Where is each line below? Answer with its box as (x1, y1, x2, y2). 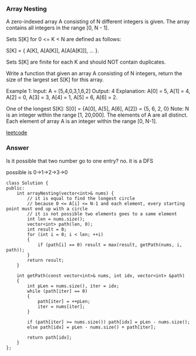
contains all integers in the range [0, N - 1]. (6, 24, 110, 31)
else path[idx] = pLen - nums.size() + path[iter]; (27, 324, 157, 330)
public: (6, 185, 25, 191)
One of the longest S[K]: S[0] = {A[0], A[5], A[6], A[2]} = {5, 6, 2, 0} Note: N (6, 105, 190, 112)
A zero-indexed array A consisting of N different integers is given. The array (6, 18, 190, 25)
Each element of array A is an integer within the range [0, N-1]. (6, 118, 157, 125)
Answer (6, 144, 29, 152)
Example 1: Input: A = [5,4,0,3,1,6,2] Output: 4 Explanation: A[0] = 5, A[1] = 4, (6, 88, 191, 95)
